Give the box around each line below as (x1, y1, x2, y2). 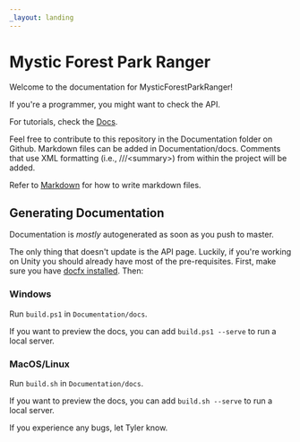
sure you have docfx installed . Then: (9, 265, 144, 276)
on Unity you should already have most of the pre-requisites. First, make (9, 256, 277, 267)
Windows (9, 288, 52, 300)
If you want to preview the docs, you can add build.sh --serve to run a (9, 395, 273, 406)
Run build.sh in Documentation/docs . (9, 377, 144, 388)
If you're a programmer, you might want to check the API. (9, 99, 221, 109)
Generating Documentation (9, 205, 165, 221)
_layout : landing (9, 13, 74, 22)
